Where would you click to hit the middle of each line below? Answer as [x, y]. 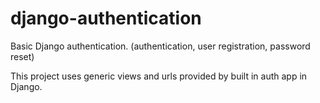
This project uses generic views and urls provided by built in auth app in [159, 76]
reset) [22, 56]
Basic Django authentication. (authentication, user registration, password [160, 46]
